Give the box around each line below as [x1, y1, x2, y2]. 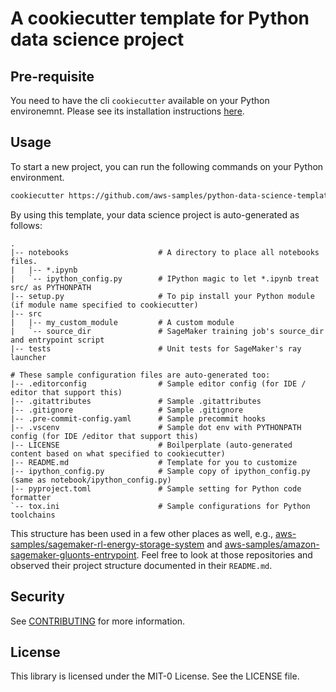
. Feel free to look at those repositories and [136, 548, 313, 561]
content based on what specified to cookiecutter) [10, 448, 226, 459]
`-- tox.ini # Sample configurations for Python [10, 501, 311, 511]
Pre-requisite [10, 68, 95, 85]
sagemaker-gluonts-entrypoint [10, 548, 137, 561]
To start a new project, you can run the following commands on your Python [10, 160, 324, 172]
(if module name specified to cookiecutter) [10, 300, 199, 310]
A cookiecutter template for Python [10, 7, 310, 30]
